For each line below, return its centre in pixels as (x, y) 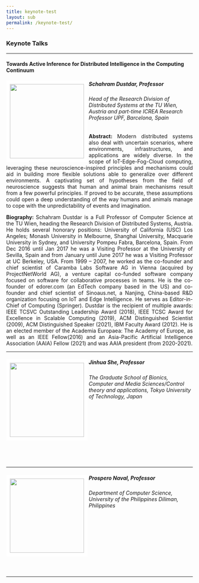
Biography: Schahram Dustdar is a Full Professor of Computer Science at (99, 217)
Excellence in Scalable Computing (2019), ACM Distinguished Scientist (99, 318)
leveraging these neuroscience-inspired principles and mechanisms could (99, 167)
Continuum (20, 70)
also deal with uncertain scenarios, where (141, 142)
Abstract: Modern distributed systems (141, 136)
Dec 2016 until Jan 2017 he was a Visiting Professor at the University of (99, 248)
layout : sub (21, 17)
